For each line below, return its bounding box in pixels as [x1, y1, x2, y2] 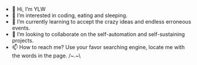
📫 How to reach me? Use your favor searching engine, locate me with [11, 44, 185, 50]
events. [11, 24, 30, 31]
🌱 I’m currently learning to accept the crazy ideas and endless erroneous [11, 18, 192, 25]
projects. [11, 37, 34, 44]
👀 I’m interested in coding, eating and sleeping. [11, 12, 128, 19]
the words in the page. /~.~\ [11, 52, 81, 59]
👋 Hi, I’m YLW [11, 6, 46, 12]
